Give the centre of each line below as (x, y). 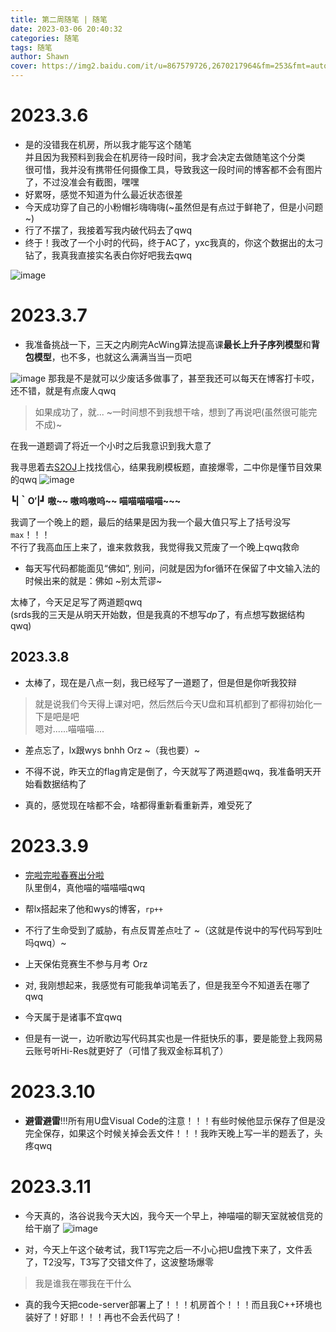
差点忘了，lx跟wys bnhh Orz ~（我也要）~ (112, 750)
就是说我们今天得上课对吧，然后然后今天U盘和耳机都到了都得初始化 (174, 703)
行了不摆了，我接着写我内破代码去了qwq (108, 230)
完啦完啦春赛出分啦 (64, 875)
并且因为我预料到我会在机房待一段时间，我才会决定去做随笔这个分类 (165, 157)
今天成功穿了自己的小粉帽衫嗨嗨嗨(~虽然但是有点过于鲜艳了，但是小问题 (174, 207)
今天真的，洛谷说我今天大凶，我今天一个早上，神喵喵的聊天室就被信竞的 (173, 1215)
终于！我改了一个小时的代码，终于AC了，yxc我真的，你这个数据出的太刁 (174, 242)
